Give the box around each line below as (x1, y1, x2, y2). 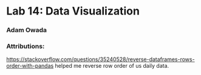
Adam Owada (6, 26, 47, 34)
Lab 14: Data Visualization (6, 4, 140, 18)
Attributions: (6, 42, 45, 51)
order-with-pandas (6, 62, 54, 70)
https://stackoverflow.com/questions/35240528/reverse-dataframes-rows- (6, 56, 196, 63)
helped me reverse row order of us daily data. (55, 62, 169, 70)
